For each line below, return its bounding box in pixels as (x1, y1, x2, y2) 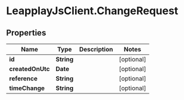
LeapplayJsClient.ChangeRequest (6, 4, 179, 18)
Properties (6, 28, 46, 38)
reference (9, 75, 38, 82)
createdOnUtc (9, 65, 50, 73)
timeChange (9, 84, 45, 92)
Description (79, 46, 113, 53)
